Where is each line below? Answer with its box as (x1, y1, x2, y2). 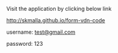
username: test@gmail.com (6, 28, 76, 36)
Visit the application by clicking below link (6, 5, 112, 12)
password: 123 (6, 40, 43, 47)
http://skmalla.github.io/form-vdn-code (6, 17, 105, 23)
